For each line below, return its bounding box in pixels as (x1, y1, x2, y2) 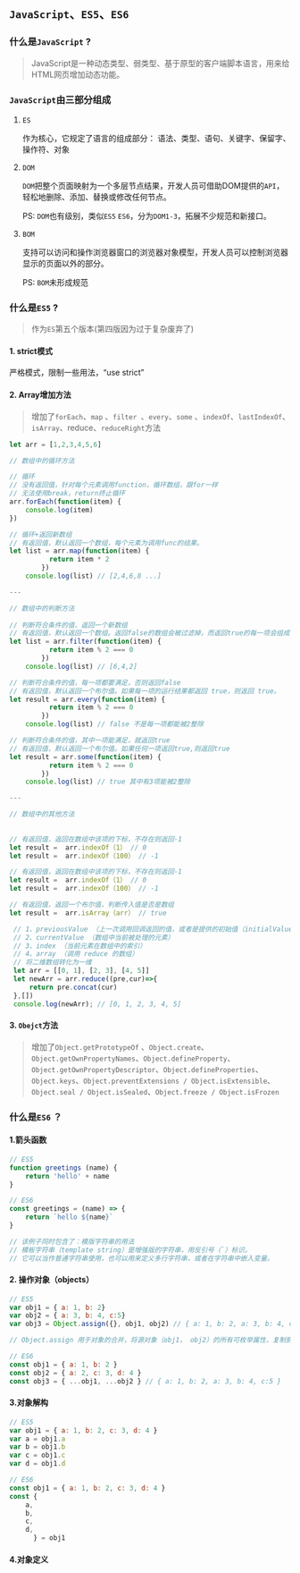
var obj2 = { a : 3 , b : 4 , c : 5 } (9, 1311, 126, 1320)
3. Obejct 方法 (9, 1020, 59, 1031)
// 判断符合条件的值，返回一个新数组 (9, 621, 128, 630)
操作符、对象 (21, 144, 70, 155)
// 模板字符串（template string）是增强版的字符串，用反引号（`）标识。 (9, 1245, 252, 1255)
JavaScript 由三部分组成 (9, 93, 112, 106)
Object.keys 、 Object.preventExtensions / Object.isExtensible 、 (30, 1075, 275, 1086)
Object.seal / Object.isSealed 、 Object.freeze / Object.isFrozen (30, 1086, 279, 1096)
